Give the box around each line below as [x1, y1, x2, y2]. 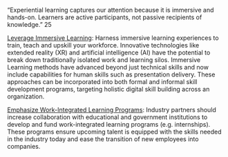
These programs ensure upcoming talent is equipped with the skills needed [7, 127, 222, 136]
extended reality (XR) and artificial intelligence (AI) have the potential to [7, 48, 211, 56]
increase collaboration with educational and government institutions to [7, 113, 208, 121]
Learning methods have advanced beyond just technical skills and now [7, 63, 209, 71]
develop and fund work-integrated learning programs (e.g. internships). [7, 121, 211, 128]
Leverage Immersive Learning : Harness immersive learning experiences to [7, 34, 219, 42]
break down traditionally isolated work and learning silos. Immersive [7, 56, 201, 64]
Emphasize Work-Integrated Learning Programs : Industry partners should [7, 106, 216, 114]
